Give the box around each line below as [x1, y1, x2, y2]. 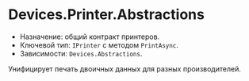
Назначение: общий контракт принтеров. [19, 32, 160, 41]
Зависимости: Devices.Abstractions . [19, 48, 143, 58]
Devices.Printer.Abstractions [8, 6, 205, 24]
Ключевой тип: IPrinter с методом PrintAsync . [19, 40, 178, 49]
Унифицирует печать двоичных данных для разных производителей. [8, 64, 242, 73]
